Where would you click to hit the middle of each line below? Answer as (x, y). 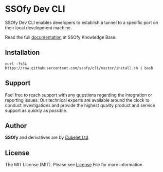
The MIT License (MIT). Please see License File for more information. (74, 165)
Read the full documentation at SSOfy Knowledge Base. (61, 37)
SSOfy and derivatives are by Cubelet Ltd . (47, 137)
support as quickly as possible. (36, 110)
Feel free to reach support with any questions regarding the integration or (79, 95)
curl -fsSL (16, 64)
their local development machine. (38, 27)
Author (16, 126)
